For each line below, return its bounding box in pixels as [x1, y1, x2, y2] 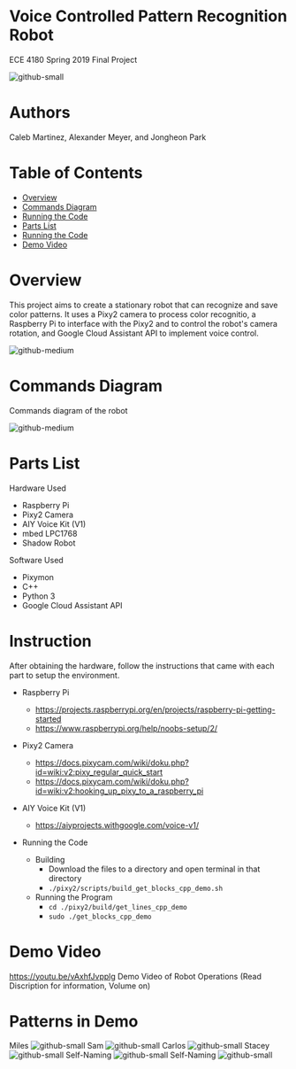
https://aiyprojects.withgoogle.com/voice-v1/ [34, 819, 200, 830]
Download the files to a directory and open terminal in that [48, 864, 261, 874]
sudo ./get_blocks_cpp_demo [48, 912, 152, 921]
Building [34, 854, 65, 864]
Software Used [9, 554, 64, 565]
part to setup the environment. [9, 670, 120, 680]
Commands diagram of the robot [9, 405, 128, 415]
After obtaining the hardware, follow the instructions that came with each [9, 660, 275, 670]
